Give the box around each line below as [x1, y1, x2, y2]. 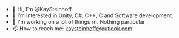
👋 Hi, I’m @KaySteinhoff [12, 6, 72, 12]
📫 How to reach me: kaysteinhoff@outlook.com [12, 25, 133, 32]
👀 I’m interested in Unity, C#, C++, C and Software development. [12, 12, 174, 19]
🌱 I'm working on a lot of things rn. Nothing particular [12, 18, 146, 25]
